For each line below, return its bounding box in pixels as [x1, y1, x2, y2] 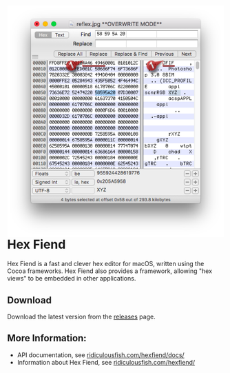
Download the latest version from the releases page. [7, 312, 156, 321]
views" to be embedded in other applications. [7, 274, 136, 283]
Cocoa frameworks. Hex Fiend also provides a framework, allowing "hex [7, 267, 212, 275]
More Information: [7, 332, 87, 344]
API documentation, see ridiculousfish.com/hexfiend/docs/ [17, 350, 185, 359]
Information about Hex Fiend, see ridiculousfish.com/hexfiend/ [17, 358, 196, 366]
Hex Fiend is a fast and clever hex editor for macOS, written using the [7, 260, 205, 268]
